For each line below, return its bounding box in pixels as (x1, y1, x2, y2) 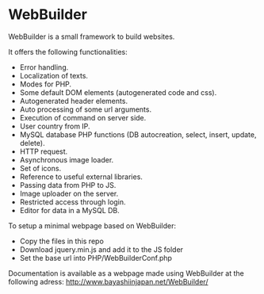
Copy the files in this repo (19, 236, 105, 246)
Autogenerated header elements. (19, 96, 128, 105)
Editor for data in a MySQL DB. (19, 205, 121, 215)
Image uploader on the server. (19, 189, 119, 198)
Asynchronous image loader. (19, 155, 114, 164)
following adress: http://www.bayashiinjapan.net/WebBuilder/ (8, 277, 209, 286)
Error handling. (19, 62, 69, 72)
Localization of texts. (19, 71, 89, 80)
